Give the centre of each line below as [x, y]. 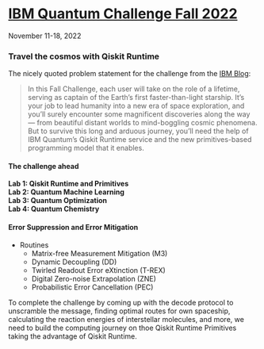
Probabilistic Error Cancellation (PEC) [92, 287]
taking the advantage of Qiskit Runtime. [73, 336]
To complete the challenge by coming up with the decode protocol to [121, 302]
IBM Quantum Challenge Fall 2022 [123, 14]
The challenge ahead [44, 166]
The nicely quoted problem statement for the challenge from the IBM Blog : [130, 74]
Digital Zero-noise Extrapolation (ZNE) [94, 278]
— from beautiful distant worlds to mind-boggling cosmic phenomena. [142, 123]
